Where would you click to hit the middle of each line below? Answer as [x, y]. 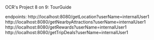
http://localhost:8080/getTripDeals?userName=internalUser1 [67, 32]
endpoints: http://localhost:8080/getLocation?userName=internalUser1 [77, 17]
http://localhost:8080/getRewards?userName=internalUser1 [66, 27]
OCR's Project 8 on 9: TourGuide [38, 7]
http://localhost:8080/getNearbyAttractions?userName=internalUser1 [76, 22]
